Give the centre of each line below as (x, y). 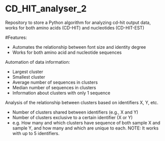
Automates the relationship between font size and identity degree (79, 47)
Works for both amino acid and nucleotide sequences (67, 52)
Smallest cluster (29, 77)
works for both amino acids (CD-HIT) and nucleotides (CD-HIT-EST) (75, 27)
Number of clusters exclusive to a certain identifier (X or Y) (72, 117)
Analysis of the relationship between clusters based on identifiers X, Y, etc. (82, 102)
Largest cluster (28, 71)
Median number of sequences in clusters (54, 87)
